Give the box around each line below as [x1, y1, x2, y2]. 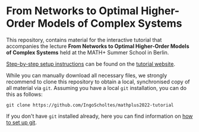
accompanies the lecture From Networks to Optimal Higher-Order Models [6, 43, 189, 50]
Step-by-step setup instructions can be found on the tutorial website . [6, 60, 175, 67]
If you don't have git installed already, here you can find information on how [6, 112, 193, 120]
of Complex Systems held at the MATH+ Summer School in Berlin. [6, 49, 169, 56]
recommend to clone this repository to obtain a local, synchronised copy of [6, 78, 190, 85]
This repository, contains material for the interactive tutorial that [6, 36, 162, 43]
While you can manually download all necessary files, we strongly [6, 72, 168, 79]
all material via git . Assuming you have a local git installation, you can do [6, 84, 187, 91]
